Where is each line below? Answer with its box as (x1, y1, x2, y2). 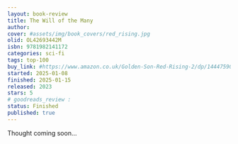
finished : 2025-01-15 (7, 76, 72, 84)
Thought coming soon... (7, 128, 77, 137)
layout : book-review (7, 10, 69, 18)
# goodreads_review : (7, 96, 72, 104)
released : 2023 (7, 83, 52, 90)
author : (7, 23, 30, 31)
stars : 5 (7, 89, 33, 96)
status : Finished (7, 103, 59, 110)
